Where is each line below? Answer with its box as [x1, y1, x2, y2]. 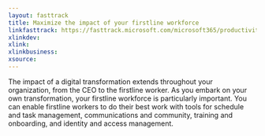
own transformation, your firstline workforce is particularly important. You [8, 94, 247, 103]
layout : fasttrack [8, 11, 69, 20]
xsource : [8, 56, 37, 64]
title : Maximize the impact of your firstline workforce [8, 19, 200, 27]
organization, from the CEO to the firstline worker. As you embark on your [8, 85, 247, 94]
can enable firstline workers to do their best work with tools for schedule [8, 101, 244, 111]
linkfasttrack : [8, 26, 58, 34]
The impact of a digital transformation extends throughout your [8, 76, 213, 86]
